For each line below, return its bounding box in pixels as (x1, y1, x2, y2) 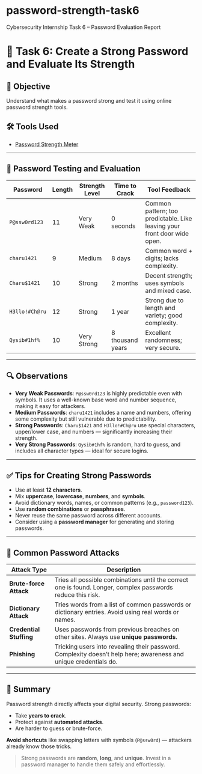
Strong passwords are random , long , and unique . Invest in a (20, 754, 171, 761)
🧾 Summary (6, 684, 51, 695)
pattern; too (145, 207, 179, 215)
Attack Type (11, 565, 47, 574)
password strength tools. (6, 103, 68, 111)
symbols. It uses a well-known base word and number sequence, (14, 396, 177, 403)
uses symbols (145, 279, 185, 287)
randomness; (145, 336, 182, 344)
